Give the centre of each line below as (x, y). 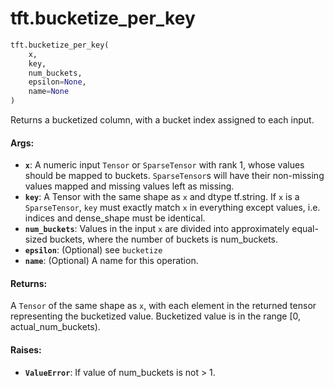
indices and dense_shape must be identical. (115, 218)
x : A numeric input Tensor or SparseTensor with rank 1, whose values (164, 165)
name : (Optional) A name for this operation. (111, 261)
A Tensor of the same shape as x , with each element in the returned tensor (163, 306)
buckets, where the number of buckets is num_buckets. (164, 239)
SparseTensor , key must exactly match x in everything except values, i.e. (172, 208)
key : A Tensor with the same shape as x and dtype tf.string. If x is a (162, 197)
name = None (49, 92)
